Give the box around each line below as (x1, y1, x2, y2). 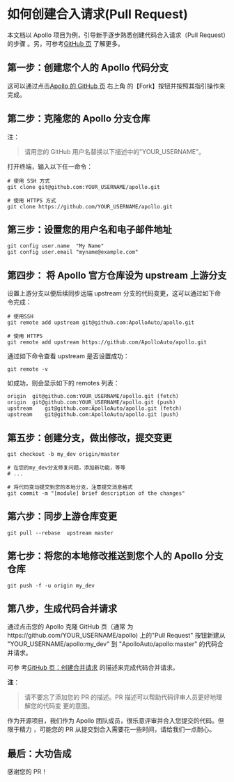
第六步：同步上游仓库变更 (7, 510, 117, 523)
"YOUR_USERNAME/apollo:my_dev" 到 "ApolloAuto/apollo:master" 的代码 (7, 640, 218, 648)
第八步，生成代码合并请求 (7, 603, 117, 615)
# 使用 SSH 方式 (7, 177, 50, 185)
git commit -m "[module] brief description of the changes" (7, 490, 186, 497)
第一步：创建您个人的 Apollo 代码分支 (7, 62, 169, 74)
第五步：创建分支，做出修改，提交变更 (7, 431, 172, 443)
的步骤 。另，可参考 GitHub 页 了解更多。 (7, 39, 124, 47)
